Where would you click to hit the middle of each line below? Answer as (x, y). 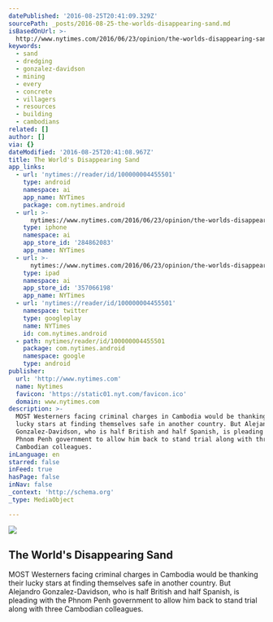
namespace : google (54, 356)
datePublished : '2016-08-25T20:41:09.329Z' (83, 16)
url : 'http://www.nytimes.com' (69, 379)
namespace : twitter (56, 311)
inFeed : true (30, 470)
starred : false (34, 462)
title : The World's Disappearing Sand (74, 159)
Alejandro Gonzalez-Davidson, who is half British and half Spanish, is (124, 592)
